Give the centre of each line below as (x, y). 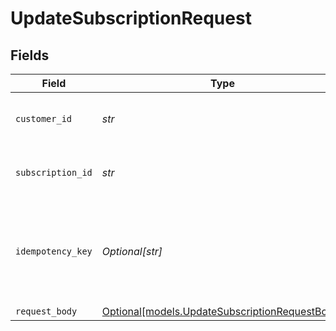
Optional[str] (132, 251)
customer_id (44, 118)
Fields (30, 55)
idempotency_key (54, 251)
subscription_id (54, 172)
